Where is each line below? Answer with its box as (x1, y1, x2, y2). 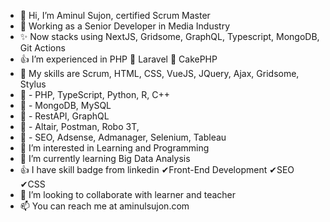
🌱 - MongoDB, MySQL (19, 100, 112, 111)
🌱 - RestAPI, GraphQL (19, 110, 110, 122)
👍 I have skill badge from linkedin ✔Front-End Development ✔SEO (19, 164, 295, 175)
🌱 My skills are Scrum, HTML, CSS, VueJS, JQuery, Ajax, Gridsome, (19, 68, 300, 79)
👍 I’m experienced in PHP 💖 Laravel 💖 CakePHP (19, 53, 218, 65)
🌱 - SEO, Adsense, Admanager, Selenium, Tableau (19, 131, 227, 143)
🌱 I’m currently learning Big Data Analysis (19, 153, 191, 164)
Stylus (19, 78, 47, 90)
